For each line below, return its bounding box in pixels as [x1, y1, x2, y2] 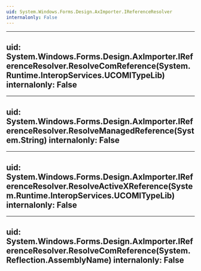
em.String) [6, 135, 47, 145]
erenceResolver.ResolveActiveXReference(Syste [6, 181, 193, 191]
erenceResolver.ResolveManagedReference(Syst [6, 125, 194, 135]
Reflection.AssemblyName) [6, 255, 112, 266]
